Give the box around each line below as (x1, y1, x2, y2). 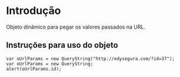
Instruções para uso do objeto (6, 40, 119, 50)
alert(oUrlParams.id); (6, 66, 62, 72)
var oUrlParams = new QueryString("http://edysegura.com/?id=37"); (6, 55, 175, 62)
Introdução (6, 4, 61, 17)
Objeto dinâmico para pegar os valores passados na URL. (6, 23, 146, 30)
